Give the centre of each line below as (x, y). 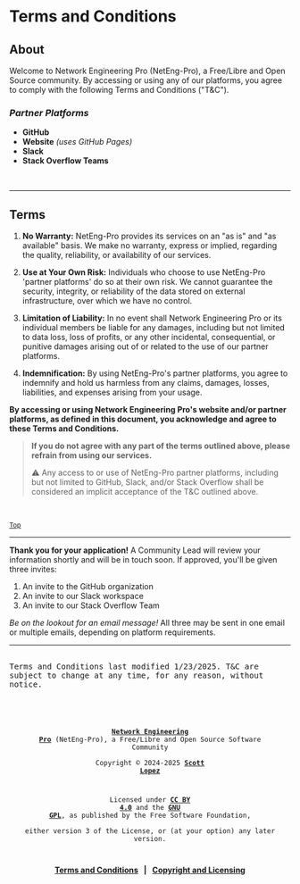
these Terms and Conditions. (64, 429)
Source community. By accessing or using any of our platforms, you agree (146, 80)
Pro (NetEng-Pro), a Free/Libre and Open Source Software (150, 740)
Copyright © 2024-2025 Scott (150, 763)
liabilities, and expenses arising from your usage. (112, 392)
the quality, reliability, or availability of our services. (117, 255)
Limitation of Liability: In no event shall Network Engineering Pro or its (152, 318)
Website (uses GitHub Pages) (77, 142)
